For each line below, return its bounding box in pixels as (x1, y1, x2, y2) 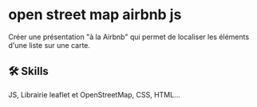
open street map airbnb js (8, 6, 182, 24)
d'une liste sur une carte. (8, 40, 90, 50)
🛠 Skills (8, 65, 49, 78)
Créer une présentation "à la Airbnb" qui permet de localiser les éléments (8, 32, 250, 42)
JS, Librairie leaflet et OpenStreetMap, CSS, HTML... (8, 89, 181, 99)
